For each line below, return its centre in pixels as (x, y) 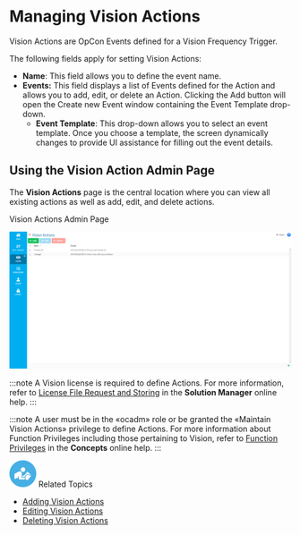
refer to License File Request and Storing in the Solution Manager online (143, 393)
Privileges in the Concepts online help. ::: (86, 448)
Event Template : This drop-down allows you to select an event (152, 123)
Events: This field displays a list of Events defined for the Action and (149, 85)
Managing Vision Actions (105, 17)
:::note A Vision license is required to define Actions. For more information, (147, 383)
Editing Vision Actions (63, 511)
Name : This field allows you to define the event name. (122, 76)
